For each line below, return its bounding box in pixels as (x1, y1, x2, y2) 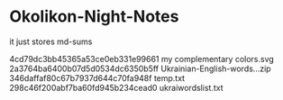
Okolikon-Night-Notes (9, 6, 179, 27)
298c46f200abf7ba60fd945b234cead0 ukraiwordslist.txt (9, 82, 224, 93)
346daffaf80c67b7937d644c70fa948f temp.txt (9, 72, 186, 83)
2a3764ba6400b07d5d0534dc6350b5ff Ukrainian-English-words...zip (9, 63, 272, 74)
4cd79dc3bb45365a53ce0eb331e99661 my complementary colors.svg (9, 53, 275, 64)
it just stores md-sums (9, 36, 93, 47)
